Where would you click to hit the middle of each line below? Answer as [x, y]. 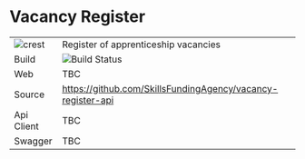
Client [26, 126]
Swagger [33, 141]
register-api [88, 100]
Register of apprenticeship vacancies [141, 45]
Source [30, 94]
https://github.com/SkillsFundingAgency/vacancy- [170, 88]
